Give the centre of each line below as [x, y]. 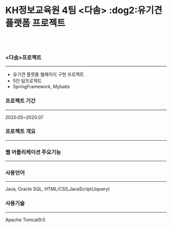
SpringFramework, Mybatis [41, 87]
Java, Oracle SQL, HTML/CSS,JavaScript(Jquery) [58, 189]
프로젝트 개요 [20, 131]
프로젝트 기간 [20, 101]
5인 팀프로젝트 [27, 81]
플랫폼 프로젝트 [35, 23]
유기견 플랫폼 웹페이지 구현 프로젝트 [48, 74]
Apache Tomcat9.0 [25, 220]
